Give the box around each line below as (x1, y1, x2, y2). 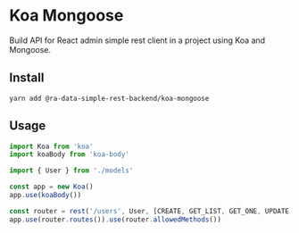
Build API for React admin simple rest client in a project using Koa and (9, 35, 266, 46)
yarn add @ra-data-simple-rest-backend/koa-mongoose (9, 94, 210, 103)
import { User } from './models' (9, 166, 134, 175)
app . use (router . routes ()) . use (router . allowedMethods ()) (9, 215, 221, 224)
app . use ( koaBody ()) (9, 191, 82, 200)
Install (9, 71, 45, 86)
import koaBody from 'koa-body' (9, 150, 129, 159)
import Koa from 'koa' (9, 142, 94, 151)
